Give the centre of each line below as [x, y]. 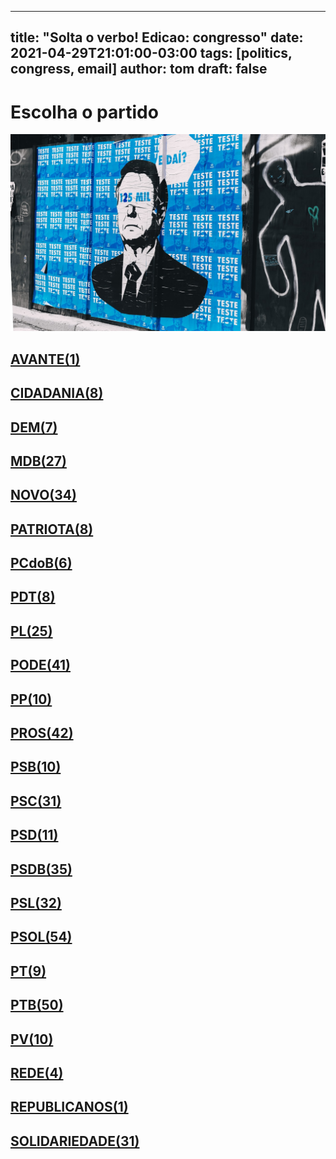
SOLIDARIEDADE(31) [75, 1141]
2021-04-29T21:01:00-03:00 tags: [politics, [151, 53]
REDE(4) [37, 1072]
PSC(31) [36, 801]
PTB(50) [37, 1005]
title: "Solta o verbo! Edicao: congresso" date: [157, 37]
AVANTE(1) [45, 359]
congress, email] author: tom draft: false [139, 69]
